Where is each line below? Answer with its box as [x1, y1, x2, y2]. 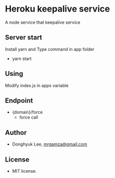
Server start [5, 33, 42, 42]
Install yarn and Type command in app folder [5, 46, 95, 52]
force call [19, 115, 38, 120]
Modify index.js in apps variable [5, 82, 69, 88]
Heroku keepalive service [5, 3, 110, 15]
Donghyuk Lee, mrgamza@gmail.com [12, 141, 87, 147]
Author [5, 128, 27, 136]
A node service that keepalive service [5, 19, 81, 25]
